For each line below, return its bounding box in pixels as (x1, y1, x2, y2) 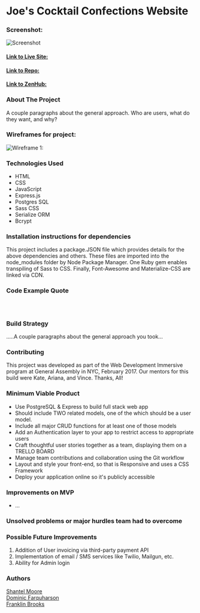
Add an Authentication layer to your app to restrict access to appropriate (14, 428, 194, 436)
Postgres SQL (14, 198, 49, 205)
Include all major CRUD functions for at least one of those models (14, 422, 177, 429)
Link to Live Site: (6, 53, 49, 61)
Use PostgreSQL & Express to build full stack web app (14, 403, 149, 410)
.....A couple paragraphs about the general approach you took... (6, 333, 163, 340)
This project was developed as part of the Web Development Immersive (6, 361, 183, 369)
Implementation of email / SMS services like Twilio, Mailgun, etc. (14, 553, 174, 560)
